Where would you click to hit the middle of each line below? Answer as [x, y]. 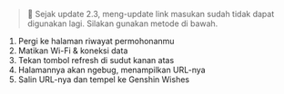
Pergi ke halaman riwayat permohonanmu [96, 41]
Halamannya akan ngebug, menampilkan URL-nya [112, 70]
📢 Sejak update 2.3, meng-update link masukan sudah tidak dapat [151, 14]
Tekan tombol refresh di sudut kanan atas [96, 60]
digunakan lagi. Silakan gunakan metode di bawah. [122, 23]
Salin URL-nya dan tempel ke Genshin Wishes [103, 80]
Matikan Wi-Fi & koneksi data [73, 51]
